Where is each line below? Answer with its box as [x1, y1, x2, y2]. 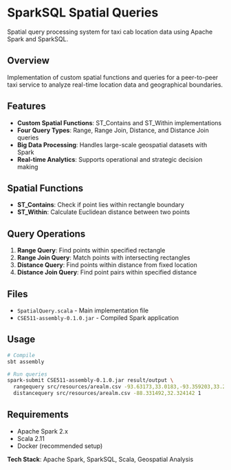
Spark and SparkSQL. [7, 34, 69, 43]
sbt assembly [7, 358, 45, 365]
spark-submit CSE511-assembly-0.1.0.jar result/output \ [7, 377, 174, 384]
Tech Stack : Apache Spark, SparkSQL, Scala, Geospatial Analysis [7, 455, 194, 463]
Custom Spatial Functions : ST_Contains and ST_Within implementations [16, 118, 222, 127]
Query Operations [7, 228, 86, 239]
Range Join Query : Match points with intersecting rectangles [16, 253, 190, 262]
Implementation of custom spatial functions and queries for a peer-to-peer [7, 73, 219, 81]
